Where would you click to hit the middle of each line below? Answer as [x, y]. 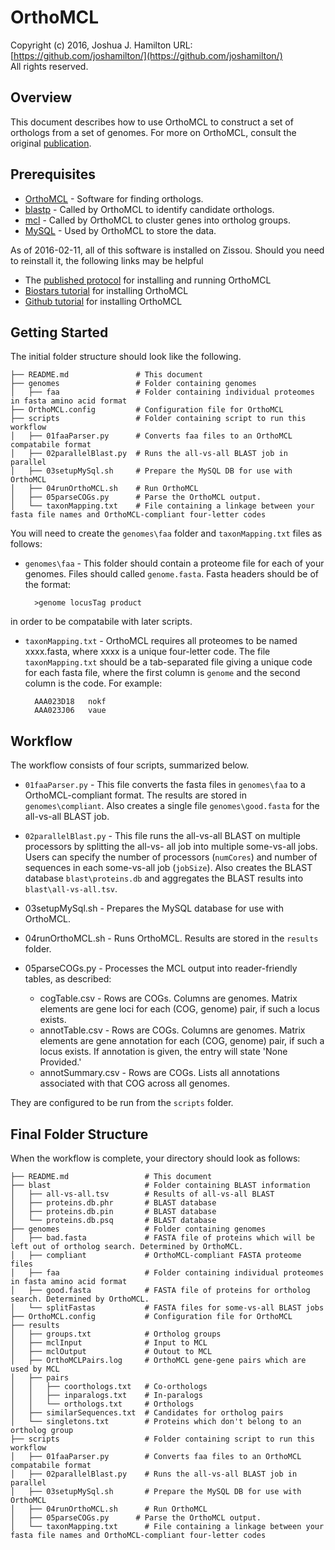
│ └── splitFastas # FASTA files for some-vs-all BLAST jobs [167, 1308]
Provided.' [60, 1062]
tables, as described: [68, 979]
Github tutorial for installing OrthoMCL [103, 301]
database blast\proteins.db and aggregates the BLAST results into [164, 878]
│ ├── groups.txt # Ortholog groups [116, 1334]
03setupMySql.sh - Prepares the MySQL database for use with [154, 908]
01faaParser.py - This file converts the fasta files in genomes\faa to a [165, 785]
